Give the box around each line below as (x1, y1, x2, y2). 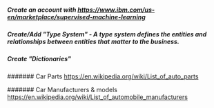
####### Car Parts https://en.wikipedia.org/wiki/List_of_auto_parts (7, 72, 199, 80)
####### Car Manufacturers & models (7, 85, 117, 94)
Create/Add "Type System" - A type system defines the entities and (7, 30, 207, 38)
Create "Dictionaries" (7, 55, 71, 63)
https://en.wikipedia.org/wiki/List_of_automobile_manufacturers (7, 93, 188, 101)
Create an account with (7, 6, 77, 14)
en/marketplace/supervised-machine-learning (7, 12, 146, 21)
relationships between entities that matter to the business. (7, 37, 179, 45)
